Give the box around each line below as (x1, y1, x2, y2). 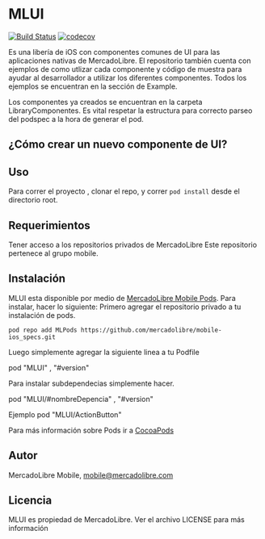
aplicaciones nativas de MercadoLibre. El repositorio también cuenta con (8, 56, 251, 65)
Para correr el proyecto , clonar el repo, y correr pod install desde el (8, 186, 240, 196)
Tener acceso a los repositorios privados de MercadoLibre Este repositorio (8, 240, 257, 249)
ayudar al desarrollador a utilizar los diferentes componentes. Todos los (8, 73, 247, 82)
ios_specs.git (8, 332, 57, 341)
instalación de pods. (8, 310, 76, 320)
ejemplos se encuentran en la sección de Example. (8, 81, 178, 91)
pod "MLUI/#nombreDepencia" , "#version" (8, 394, 154, 403)
